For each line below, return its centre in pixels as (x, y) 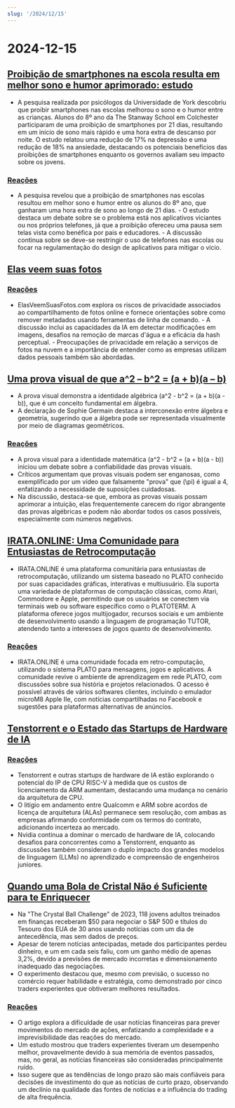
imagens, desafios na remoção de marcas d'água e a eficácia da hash (119, 335)
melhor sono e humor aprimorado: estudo (100, 85)
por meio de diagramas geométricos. (71, 426)
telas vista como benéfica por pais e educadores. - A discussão (109, 232)
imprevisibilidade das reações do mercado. (80, 1037)
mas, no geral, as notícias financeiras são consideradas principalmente (120, 1060)
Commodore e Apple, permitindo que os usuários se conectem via (113, 599)
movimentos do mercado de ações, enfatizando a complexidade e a (115, 1029)
